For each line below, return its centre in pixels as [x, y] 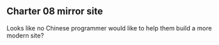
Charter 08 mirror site [55, 11]
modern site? [25, 35]
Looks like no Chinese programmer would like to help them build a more [109, 28]
